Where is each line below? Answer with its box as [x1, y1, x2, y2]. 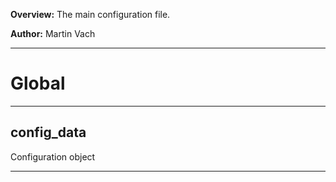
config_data [10, 124, 87, 141]
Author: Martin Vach [10, 28, 96, 39]
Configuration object [10, 150, 96, 163]
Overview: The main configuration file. [10, 9, 171, 20]
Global [10, 72, 66, 95]
